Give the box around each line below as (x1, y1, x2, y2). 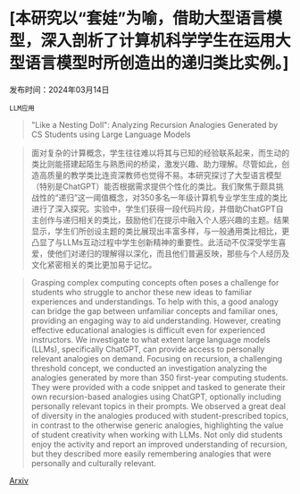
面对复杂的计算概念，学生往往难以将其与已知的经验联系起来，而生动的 (30, 147, 290, 158)
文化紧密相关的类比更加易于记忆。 (30, 259, 157, 269)
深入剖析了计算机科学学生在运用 (40, 30, 276, 51)
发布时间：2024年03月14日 (9, 84, 110, 95)
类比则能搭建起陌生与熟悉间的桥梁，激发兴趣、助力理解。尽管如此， (30, 158, 282, 169)
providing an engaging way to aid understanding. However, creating (30, 315, 281, 326)
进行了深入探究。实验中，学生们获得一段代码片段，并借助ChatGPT (30, 203, 277, 214)
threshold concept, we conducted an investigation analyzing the (30, 362, 268, 373)
